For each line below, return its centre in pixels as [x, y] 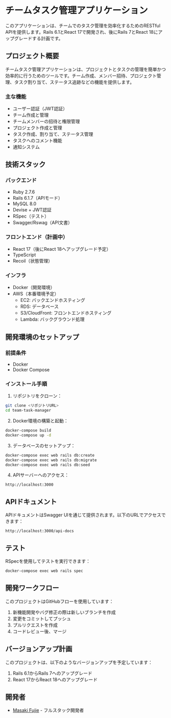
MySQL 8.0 [25, 204]
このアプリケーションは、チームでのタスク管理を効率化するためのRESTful [83, 26]
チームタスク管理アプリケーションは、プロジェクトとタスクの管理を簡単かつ [86, 69]
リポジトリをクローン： [37, 396]
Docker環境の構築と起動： [41, 421]
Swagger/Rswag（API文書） [42, 222]
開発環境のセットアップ [42, 337]
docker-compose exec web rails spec [44, 571]
